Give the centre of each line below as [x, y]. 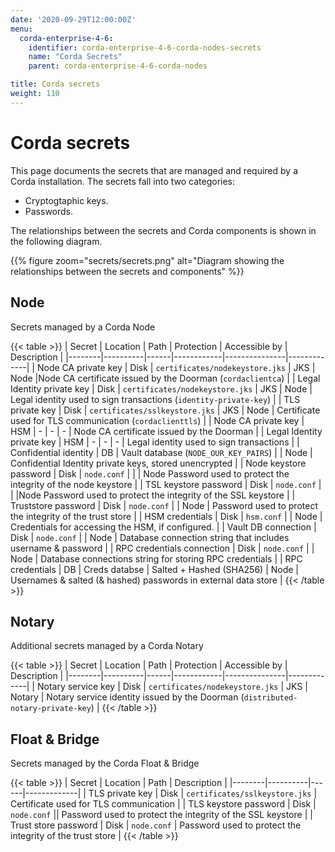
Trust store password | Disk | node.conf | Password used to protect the [156, 825]
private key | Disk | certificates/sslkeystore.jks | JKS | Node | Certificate [165, 410]
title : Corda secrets [55, 84]
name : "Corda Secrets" [75, 57]
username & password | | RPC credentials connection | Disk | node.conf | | [162, 548]
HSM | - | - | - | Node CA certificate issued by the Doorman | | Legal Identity [166, 431]
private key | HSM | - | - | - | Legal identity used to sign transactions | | [155, 442]
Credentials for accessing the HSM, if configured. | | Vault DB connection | [163, 527]
